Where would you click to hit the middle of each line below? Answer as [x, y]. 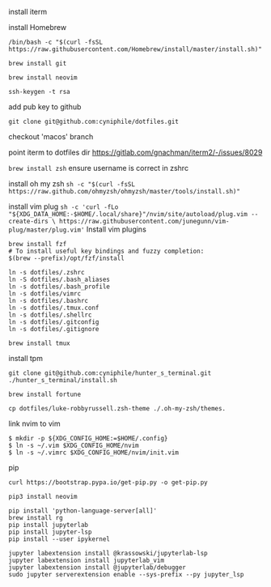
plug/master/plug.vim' [47, 230]
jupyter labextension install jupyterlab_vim [86, 560]
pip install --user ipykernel [59, 539]
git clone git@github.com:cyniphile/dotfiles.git [94, 121]
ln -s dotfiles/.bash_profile [59, 287]
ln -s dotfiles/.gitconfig [54, 322]
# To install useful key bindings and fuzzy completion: [106, 251]
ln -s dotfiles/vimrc [45, 294]
